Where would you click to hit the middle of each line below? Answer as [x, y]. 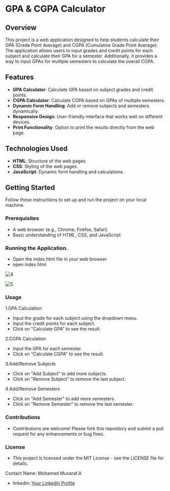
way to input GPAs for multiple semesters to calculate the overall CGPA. [80, 61]
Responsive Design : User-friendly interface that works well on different [88, 116]
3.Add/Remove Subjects [30, 364]
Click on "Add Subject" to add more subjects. [60, 374]
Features [20, 77]
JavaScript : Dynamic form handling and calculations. [68, 172]
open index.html [29, 265]
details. [20, 463]
